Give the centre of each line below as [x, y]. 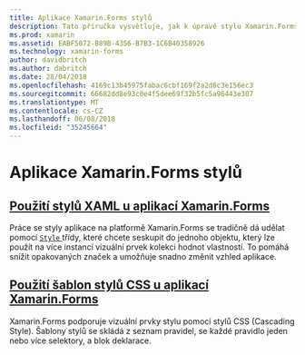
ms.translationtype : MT [54, 102]
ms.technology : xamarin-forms [67, 52]
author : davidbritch [49, 60]
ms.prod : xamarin [42, 35]
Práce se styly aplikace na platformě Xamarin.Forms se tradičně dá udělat [147, 227]
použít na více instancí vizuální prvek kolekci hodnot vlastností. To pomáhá [149, 247]
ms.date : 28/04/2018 [49, 77]
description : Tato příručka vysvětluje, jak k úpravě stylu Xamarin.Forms [154, 26]
